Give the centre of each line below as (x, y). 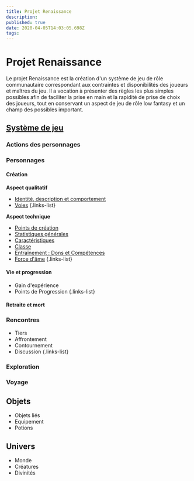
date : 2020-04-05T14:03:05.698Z (45, 28)
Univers (21, 446)
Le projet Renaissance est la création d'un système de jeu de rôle (85, 79)
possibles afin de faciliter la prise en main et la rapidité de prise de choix (93, 97)
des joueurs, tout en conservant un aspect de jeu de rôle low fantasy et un (96, 104)
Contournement (34, 345)
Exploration (23, 367)
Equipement (29, 422)
